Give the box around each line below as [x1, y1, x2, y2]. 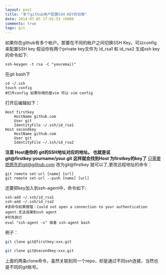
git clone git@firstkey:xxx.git [5, 239, 72, 244]
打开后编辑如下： [5, 100, 40, 106]
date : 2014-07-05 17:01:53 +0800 [5, 16, 74, 21]
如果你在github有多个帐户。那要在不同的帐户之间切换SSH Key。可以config [5, 40, 157, 46]
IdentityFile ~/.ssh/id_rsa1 [14, 123, 74, 128]
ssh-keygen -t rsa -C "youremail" [5, 62, 77, 67]
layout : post [5, 7, 32, 12]
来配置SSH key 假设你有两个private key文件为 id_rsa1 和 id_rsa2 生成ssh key [5, 46, 160, 52]
